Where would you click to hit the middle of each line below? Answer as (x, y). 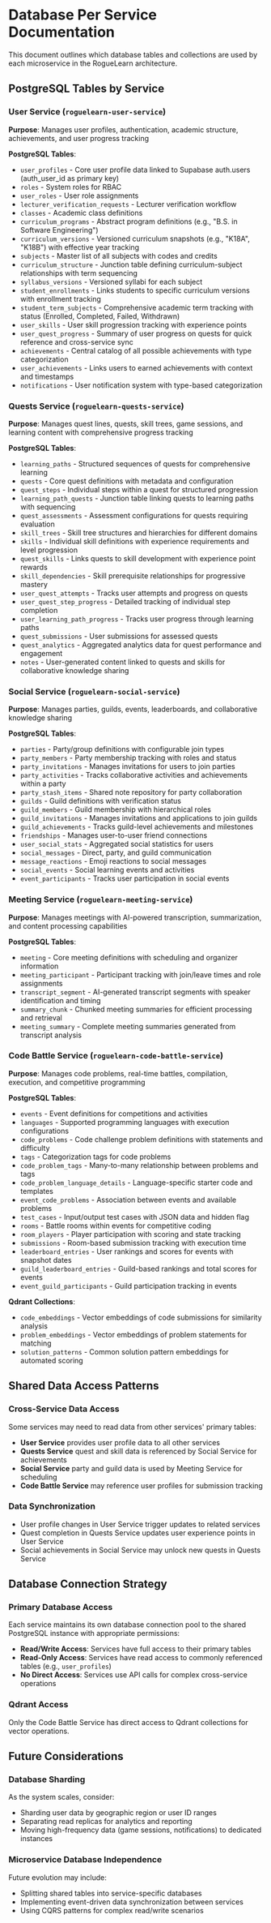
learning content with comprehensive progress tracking (101, 432)
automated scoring (51, 1360)
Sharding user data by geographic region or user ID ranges (118, 1813)
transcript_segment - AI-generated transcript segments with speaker (135, 992)
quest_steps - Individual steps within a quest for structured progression (139, 489)
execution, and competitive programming (77, 1082)
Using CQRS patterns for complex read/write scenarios (112, 1910)
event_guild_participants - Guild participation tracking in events (128, 1286)
